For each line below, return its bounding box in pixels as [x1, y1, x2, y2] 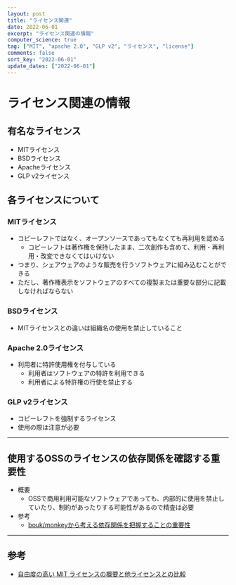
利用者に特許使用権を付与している [17, 360, 117, 368]
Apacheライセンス [17, 162, 72, 171]
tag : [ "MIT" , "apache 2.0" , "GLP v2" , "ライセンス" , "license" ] [7, 43, 195, 50]
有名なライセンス [7, 125, 81, 137]
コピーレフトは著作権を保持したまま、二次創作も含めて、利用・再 [27, 243, 218, 252]
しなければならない [17, 287, 74, 295]
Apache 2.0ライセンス [7, 342, 84, 352]
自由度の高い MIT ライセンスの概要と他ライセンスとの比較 [17, 570, 186, 578]
